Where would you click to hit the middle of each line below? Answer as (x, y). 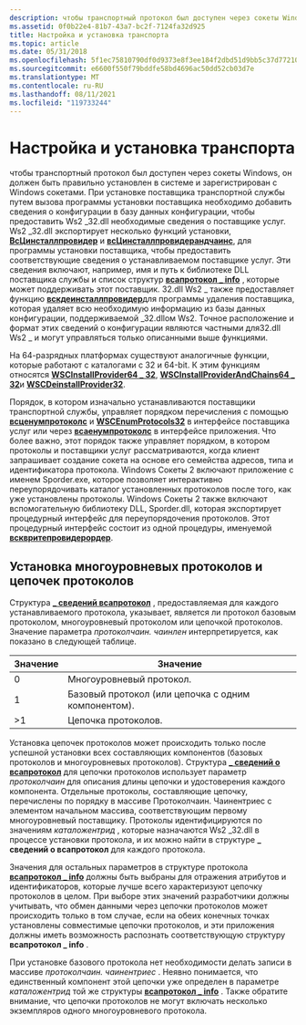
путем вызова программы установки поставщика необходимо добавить (151, 202)
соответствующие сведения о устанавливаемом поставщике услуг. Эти (150, 260)
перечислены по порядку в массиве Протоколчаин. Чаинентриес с (141, 801)
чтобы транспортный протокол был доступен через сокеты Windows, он (151, 173)
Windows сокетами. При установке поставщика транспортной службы (147, 192)
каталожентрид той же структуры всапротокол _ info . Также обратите (149, 991)
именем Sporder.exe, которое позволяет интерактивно (116, 480)
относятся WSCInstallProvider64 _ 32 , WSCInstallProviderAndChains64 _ (153, 375)
